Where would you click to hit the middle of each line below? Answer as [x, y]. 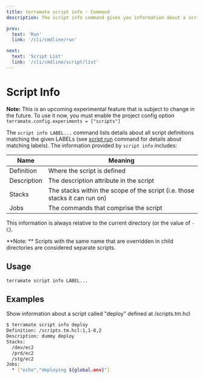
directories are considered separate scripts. [61, 247]
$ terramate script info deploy [47, 325]
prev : [13, 29]
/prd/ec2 [23, 353]
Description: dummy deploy [40, 336]
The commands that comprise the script [105, 208]
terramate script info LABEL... [47, 281]
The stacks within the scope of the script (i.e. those [121, 190]
